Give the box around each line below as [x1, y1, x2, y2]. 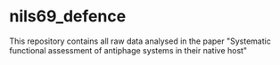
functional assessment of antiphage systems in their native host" [9, 45, 248, 55]
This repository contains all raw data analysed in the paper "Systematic [9, 36, 272, 46]
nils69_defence [9, 6, 127, 27]
